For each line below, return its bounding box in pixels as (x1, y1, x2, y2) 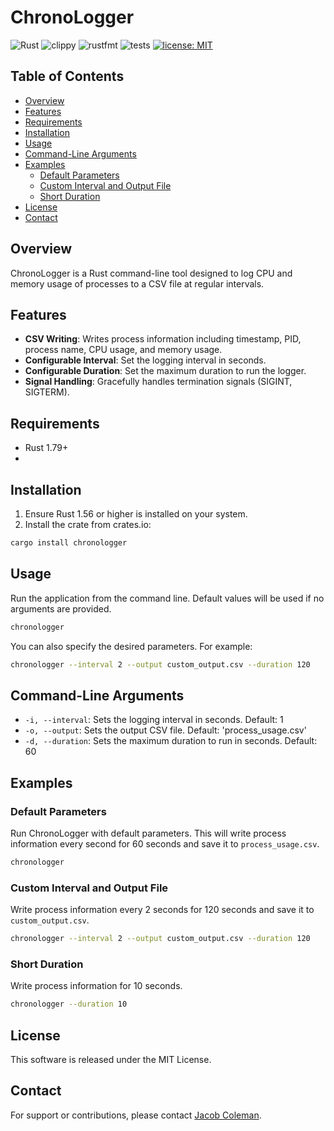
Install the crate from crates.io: (24, 519, 152, 530)
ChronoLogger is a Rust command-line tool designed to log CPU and (10, 267, 293, 279)
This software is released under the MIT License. (10, 1053, 212, 1065)
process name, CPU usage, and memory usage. (24, 344, 223, 356)
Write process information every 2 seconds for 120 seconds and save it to (10, 904, 315, 916)
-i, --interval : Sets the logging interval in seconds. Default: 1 (24, 714, 284, 726)
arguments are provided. (10, 602, 112, 615)
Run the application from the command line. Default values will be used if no (10, 592, 325, 604)
